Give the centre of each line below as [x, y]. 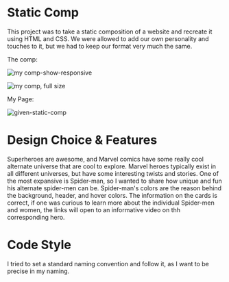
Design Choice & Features [82, 140]
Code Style [39, 245]
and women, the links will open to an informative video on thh [94, 209]
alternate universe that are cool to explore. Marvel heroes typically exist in [112, 166]
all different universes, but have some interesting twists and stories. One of [113, 173]
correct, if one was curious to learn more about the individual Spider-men [111, 203]
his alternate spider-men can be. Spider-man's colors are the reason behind [114, 188]
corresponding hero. [36, 217]
